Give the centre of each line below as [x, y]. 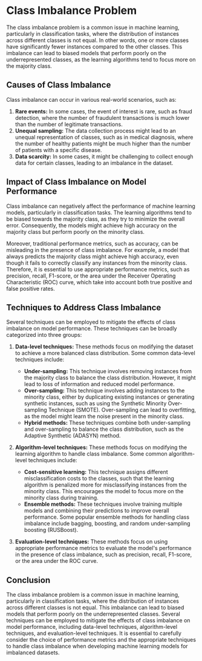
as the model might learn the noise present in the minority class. [104, 416]
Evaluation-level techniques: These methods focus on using [91, 542]
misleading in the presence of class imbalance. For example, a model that [98, 250]
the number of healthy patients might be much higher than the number [103, 144]
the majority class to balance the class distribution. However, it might [110, 378]
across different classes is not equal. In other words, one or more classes [98, 40]
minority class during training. [61, 498]
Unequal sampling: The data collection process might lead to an [96, 130]
